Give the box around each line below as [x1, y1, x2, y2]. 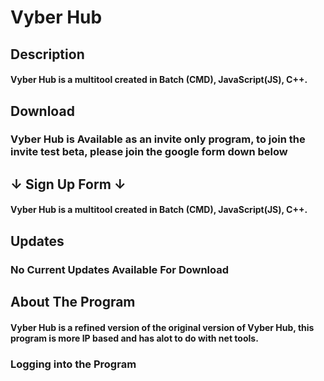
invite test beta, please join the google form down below [10, 145, 288, 159]
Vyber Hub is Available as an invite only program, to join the [10, 132, 306, 146]
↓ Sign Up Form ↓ [10, 176, 127, 193]
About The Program [10, 294, 136, 311]
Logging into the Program [10, 357, 137, 371]
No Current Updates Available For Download [10, 262, 230, 276]
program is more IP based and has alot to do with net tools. [10, 332, 259, 344]
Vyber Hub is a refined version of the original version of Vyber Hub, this [10, 321, 315, 333]
